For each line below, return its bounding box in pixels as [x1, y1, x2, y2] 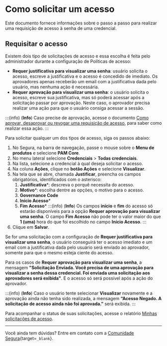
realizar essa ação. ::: [5, 125, 49, 131]
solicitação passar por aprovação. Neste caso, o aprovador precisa [12, 100, 150, 106]
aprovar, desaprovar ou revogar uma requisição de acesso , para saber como [5, 120, 163, 126]
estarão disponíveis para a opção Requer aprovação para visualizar [19, 208, 161, 214]
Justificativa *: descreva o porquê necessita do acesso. [19, 181, 134, 187]
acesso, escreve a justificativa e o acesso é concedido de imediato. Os [12, 73, 158, 79]
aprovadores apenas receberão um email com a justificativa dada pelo [12, 78, 157, 84]
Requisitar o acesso [5, 40, 68, 48]
